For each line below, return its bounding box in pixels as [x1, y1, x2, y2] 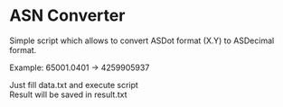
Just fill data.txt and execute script [9, 79, 138, 90]
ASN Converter [9, 5, 126, 26]
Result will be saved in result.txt [9, 89, 128, 100]
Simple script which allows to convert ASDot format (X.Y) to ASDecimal [9, 35, 275, 46]
